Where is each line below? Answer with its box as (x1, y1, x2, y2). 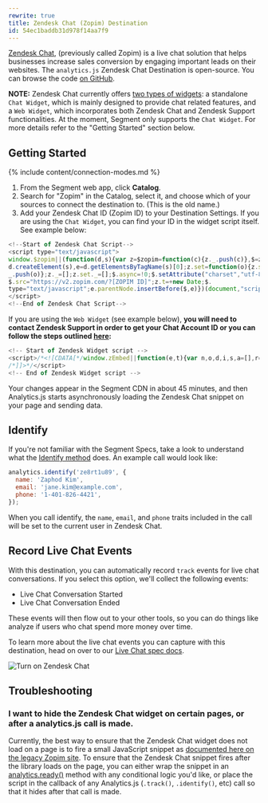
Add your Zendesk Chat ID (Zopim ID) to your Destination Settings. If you (19, 208, 259, 218)
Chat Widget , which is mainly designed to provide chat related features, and (8, 97, 257, 108)
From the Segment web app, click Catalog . (19, 183, 161, 192)
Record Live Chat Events (8, 544, 133, 558)
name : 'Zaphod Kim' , (15, 476, 84, 484)
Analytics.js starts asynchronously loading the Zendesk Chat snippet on (8, 392, 245, 401)
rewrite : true (8, 11, 56, 20)
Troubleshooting (8, 683, 93, 698)
